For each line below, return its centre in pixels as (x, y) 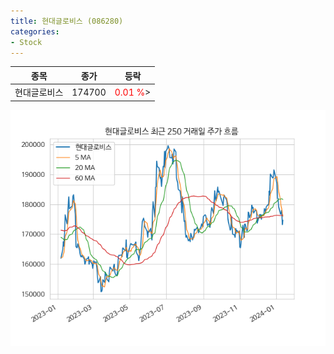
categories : (35, 31)
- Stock (26, 42)
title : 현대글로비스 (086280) (67, 21)
